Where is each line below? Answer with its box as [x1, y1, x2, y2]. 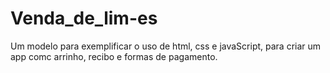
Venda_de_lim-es [10, 7, 158, 30]
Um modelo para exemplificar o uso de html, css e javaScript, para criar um [10, 40, 322, 52]
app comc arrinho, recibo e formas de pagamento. [10, 50, 218, 62]
